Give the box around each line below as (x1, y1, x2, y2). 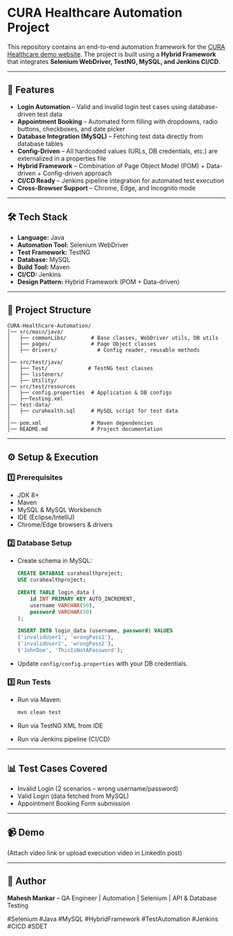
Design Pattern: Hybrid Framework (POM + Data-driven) (17, 277, 180, 286)
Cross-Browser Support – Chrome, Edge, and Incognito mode (17, 183, 196, 192)
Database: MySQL (17, 255, 71, 263)
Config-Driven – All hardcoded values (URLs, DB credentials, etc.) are (17, 147, 218, 155)
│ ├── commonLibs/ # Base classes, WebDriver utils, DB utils (7, 335, 218, 342)
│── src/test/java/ (7, 359, 64, 366)
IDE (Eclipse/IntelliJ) (17, 513, 75, 522)
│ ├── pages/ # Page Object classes (7, 340, 157, 348)
